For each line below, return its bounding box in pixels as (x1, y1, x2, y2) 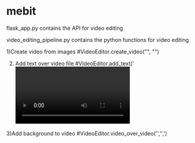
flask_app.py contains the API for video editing (6, 24, 124, 32)
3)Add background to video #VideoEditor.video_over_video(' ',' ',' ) (6, 130, 168, 137)
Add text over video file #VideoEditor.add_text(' (15, 60, 134, 67)
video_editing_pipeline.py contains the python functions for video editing (6, 36, 189, 43)
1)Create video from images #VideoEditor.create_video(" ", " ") (6, 47, 160, 55)
